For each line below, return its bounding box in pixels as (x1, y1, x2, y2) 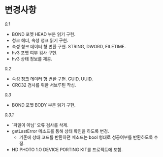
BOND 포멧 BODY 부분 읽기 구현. (11, 102, 76, 108)
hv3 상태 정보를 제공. (11, 56, 53, 62)
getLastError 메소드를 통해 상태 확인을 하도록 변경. (11, 128, 109, 134)
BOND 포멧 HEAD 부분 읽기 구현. (11, 31, 76, 37)
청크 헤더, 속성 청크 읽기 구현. (11, 37, 68, 43)
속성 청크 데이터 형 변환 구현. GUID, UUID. (11, 76, 93, 82)
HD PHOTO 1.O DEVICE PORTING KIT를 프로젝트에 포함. (11, 146, 123, 153)
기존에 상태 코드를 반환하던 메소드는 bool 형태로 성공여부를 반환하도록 (19, 134, 153, 140)
